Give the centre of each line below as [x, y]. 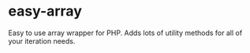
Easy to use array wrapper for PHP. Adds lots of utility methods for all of [125, 33]
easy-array [45, 11]
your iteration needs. [42, 41]
